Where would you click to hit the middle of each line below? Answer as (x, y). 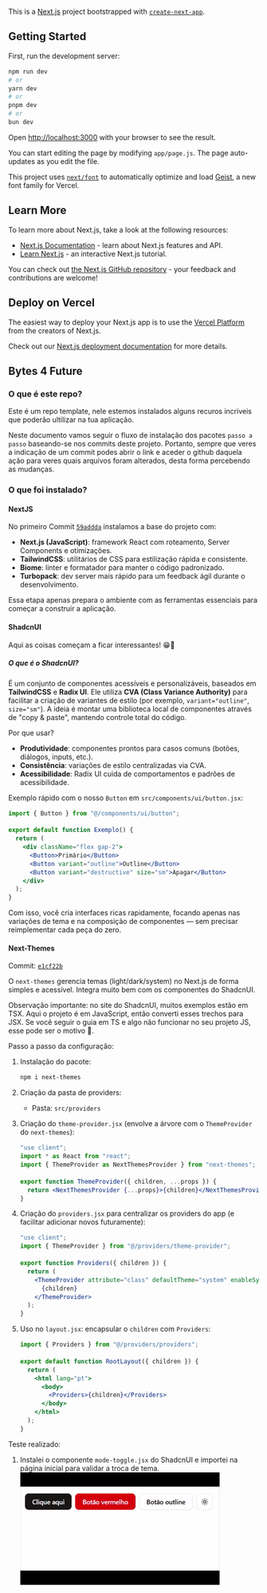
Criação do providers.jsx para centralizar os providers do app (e (127, 1213)
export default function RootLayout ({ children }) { (109, 1361)
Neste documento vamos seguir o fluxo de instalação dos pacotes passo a (130, 436)
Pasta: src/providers (66, 1108)
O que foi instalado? (48, 490)
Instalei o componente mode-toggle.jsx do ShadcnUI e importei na (129, 1460)
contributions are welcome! (53, 277)
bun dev (21, 122)
